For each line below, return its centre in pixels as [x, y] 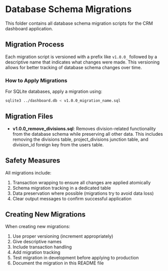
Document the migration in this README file [58, 263]
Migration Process [35, 45]
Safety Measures [33, 161]
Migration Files [29, 116]
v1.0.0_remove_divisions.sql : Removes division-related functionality [84, 128]
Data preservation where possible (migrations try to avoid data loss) [83, 193]
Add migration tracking [36, 252]
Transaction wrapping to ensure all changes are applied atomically [81, 182]
